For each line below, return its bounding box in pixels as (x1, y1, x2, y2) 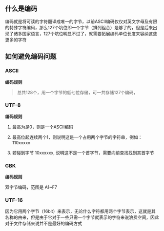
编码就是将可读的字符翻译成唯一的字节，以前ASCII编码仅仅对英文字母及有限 (5, 19, 158, 24)
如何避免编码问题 (5, 53, 57, 61)
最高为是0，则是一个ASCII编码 (12, 124, 74, 130)
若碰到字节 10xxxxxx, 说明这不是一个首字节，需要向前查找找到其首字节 (12, 150, 155, 155)
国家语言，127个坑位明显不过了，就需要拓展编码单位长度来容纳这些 (21, 31, 158, 37)
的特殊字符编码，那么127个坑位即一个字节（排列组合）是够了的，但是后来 (5, 24, 153, 30)
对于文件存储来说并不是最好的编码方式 (5, 221, 82, 227)
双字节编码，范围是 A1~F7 (5, 184, 58, 190)
